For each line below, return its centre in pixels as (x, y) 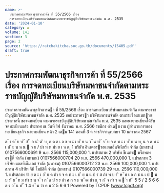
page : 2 (13, 42)
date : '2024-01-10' (25, 23)
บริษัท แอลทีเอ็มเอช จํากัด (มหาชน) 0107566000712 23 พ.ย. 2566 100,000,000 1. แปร (82, 164)
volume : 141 (17, 32)
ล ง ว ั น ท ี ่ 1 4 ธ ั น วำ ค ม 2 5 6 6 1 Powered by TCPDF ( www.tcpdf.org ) (74, 186)
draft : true (17, 50)
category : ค (17, 28)
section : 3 (16, 37)
